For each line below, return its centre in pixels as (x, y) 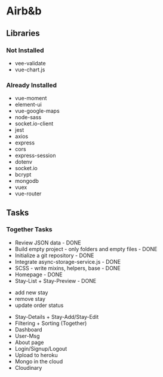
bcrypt (23, 174)
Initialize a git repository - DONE (54, 255)
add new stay (31, 292)
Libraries (23, 33)
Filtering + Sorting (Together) (51, 323)
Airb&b (24, 11)
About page (29, 342)
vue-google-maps (37, 111)
